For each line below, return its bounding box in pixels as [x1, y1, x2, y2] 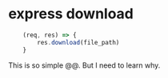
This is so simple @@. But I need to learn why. [8, 60, 161, 70]
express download [8, 5, 134, 23]
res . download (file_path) [37, 38, 120, 46]
